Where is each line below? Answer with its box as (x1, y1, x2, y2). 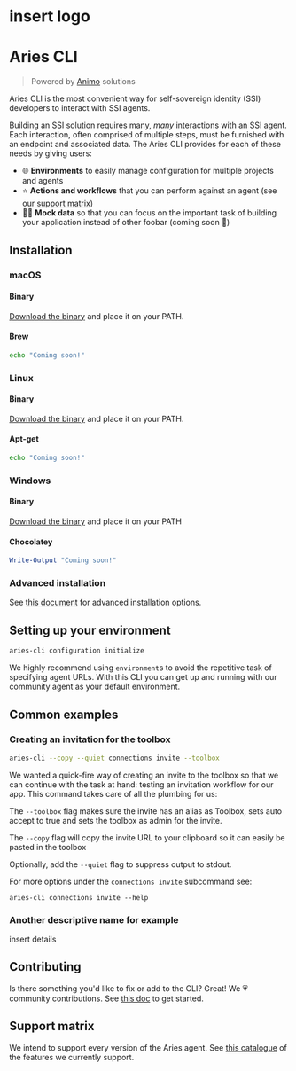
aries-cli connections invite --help (9, 893, 149, 902)
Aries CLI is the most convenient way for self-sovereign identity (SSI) (9, 93, 261, 104)
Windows (9, 474, 51, 487)
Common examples (9, 707, 119, 722)
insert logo (9, 6, 90, 27)
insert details (9, 934, 57, 944)
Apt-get (9, 434, 40, 444)
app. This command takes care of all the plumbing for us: (9, 788, 218, 799)
